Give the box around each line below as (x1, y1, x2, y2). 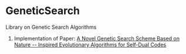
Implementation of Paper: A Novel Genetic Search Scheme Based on (13, 35, 180, 42)
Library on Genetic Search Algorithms (5, 23, 97, 31)
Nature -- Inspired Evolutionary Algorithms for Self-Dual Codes (13, 41, 167, 48)
